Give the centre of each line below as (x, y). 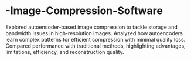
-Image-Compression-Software (84, 11)
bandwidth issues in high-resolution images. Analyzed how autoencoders (94, 33)
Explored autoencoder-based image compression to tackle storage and (92, 27)
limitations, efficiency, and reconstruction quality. (65, 52)
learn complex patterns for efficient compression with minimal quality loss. (95, 39)
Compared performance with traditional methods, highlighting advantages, (95, 46)
